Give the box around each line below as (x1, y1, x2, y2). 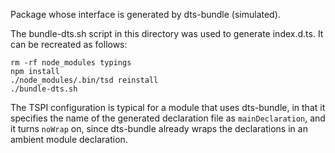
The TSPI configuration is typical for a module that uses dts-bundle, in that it (10, 102, 326, 113)
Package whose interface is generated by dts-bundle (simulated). (10, 9, 281, 20)
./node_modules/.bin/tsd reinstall (10, 75, 159, 85)
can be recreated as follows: (10, 39, 128, 50)
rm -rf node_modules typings (10, 58, 132, 68)
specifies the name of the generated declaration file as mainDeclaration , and (10, 112, 326, 124)
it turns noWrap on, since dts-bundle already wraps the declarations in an (10, 123, 308, 134)
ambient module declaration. (10, 134, 128, 145)
